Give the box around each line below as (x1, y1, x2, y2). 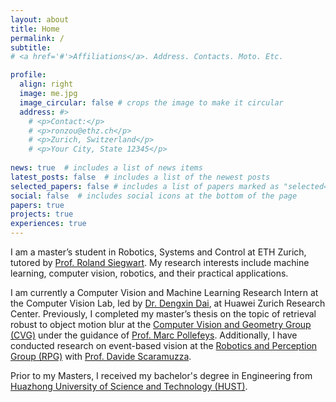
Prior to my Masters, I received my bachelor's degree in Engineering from (10, 370, 313, 381)
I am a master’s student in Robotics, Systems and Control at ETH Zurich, (10, 246, 307, 258)
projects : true (10, 209, 74, 220)
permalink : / (10, 33, 65, 43)
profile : (10, 70, 47, 80)
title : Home (10, 24, 60, 34)
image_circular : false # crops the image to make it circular (19, 97, 284, 108)
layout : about (10, 14, 70, 25)
